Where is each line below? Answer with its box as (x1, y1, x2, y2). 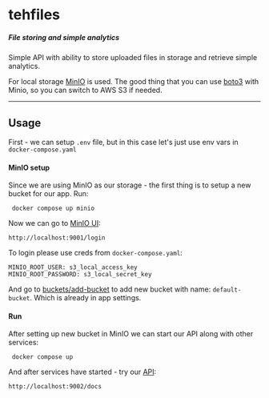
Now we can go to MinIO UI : (8, 219, 102, 228)
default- (212, 286, 242, 294)
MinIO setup (8, 163, 50, 172)
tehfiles (8, 6, 61, 24)
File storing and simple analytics (8, 32, 120, 42)
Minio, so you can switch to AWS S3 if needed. (8, 86, 163, 95)
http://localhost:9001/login (8, 234, 106, 242)
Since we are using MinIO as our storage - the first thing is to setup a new (8, 180, 251, 190)
